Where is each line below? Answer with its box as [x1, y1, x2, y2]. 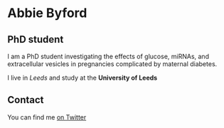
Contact [7, 94, 44, 106]
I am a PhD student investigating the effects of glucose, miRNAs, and [7, 52, 210, 60]
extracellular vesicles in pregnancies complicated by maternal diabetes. [7, 60, 218, 68]
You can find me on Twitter [7, 112, 87, 122]
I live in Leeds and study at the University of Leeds [7, 73, 158, 82]
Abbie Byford [7, 5, 87, 21]
